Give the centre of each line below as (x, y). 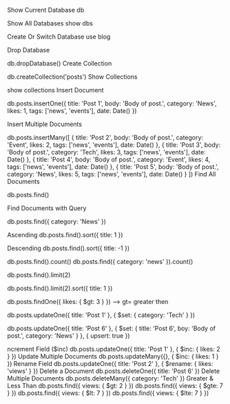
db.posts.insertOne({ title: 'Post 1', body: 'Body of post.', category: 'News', (112, 103)
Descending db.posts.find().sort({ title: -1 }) (68, 248)
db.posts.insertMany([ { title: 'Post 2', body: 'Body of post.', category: (105, 138)
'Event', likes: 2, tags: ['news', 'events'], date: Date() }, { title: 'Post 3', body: (114, 145)
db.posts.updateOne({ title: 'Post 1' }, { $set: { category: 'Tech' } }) (101, 315)
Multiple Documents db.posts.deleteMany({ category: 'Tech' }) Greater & (110, 378)
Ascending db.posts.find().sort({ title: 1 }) (65, 235)
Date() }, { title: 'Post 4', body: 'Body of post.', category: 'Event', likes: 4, (109, 159)
